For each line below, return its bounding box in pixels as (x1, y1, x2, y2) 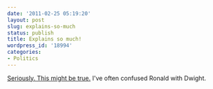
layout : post (7, 17, 45, 23)
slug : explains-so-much (7, 23, 76, 30)
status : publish (7, 29, 54, 37)
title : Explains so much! (7, 36, 82, 43)
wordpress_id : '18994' (7, 42, 73, 49)
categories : (7, 49, 41, 56)
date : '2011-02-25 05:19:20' (7, 10, 91, 17)
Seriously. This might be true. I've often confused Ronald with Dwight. (7, 74, 206, 82)
